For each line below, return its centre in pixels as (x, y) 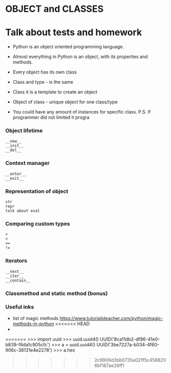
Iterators (16, 261)
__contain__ (18, 281)
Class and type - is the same (43, 82)
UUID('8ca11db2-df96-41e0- (130, 339)
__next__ (15, 271)
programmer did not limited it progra (51, 117)
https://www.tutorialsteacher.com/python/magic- (111, 318)
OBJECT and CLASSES (55, 9)
